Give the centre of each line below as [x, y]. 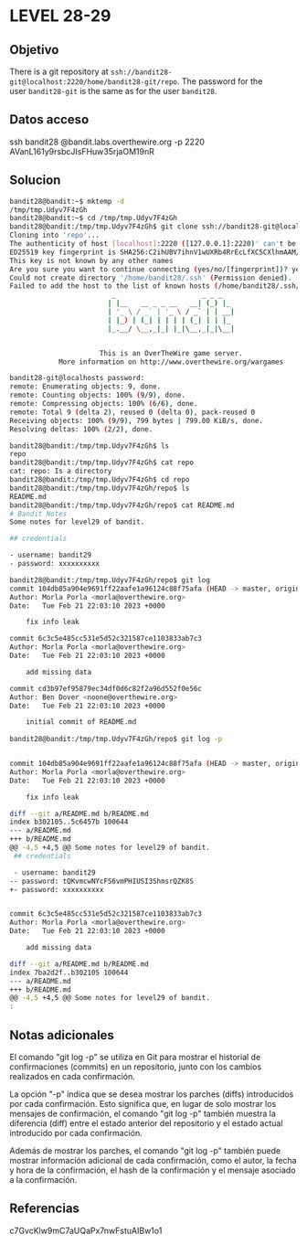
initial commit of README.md [81, 722]
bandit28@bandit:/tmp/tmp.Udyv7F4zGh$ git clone [104, 227]
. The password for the [220, 81]
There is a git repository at [59, 71]
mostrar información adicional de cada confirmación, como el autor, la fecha [153, 1160]
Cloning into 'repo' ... [55, 235]
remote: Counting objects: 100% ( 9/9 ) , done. [97, 395]
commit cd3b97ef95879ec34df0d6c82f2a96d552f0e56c [106, 688]
